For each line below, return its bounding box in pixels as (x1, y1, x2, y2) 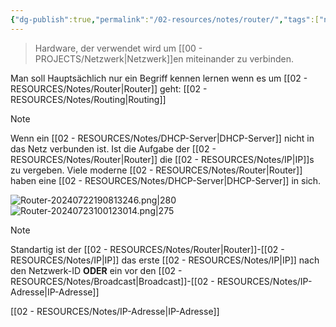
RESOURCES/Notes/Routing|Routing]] (10, 93, 167, 105)
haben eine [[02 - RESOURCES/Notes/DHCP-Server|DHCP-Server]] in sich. (10, 174, 322, 186)
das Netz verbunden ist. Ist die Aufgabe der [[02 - (10, 142, 217, 155)
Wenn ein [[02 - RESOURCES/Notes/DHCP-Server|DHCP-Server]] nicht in (10, 132, 315, 144)
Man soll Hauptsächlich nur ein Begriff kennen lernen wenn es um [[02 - (10, 72, 308, 84)
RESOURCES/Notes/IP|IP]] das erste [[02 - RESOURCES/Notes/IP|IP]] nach (10, 254, 320, 266)
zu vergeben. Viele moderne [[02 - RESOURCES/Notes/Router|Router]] (10, 164, 303, 176)
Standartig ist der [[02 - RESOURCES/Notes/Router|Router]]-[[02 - (10, 243, 285, 255)
